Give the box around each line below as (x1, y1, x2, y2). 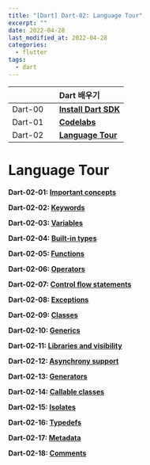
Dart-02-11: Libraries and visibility (8, 341, 122, 350)
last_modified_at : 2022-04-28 (8, 33, 108, 42)
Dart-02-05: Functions (8, 249, 85, 258)
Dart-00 (12, 104, 44, 115)
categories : (8, 41, 47, 49)
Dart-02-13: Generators (8, 372, 88, 381)
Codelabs (58, 116, 96, 128)
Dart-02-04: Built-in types (8, 233, 97, 242)
